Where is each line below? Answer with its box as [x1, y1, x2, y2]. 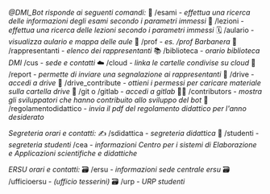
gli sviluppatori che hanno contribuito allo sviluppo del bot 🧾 [8, 95, 209, 105]
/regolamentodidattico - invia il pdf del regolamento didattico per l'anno [8, 104, 247, 113]
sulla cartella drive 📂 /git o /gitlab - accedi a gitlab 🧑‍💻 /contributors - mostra [8, 87, 263, 96]
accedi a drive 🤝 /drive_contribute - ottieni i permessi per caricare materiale [8, 78, 262, 88]
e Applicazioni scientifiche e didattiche [8, 149, 138, 158]
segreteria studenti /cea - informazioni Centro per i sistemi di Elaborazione [8, 140, 257, 149]
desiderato [8, 113, 44, 122]
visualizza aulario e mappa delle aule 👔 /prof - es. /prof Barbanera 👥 [8, 37, 238, 46]
